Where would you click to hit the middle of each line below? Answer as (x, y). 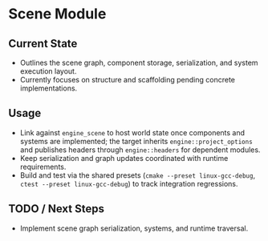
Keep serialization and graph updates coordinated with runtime (124, 158)
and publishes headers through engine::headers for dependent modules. (140, 150)
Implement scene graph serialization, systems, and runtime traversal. (134, 228)
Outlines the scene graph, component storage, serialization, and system (139, 62)
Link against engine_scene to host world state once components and (132, 132)
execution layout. (48, 71)
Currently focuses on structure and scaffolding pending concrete (127, 80)
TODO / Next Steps (56, 209)
